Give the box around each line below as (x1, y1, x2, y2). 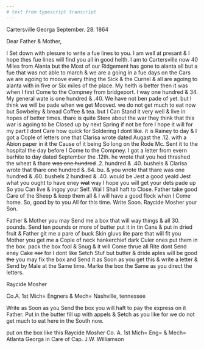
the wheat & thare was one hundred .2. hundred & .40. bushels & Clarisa (6, 159, 188, 167)
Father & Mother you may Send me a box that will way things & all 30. (6, 217, 180, 224)
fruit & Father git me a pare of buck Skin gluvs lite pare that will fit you (6, 229, 181, 237)
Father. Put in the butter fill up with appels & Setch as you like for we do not (6, 311, 195, 318)
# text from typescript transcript (6, 9, 97, 15)
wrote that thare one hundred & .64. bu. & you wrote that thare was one (6, 166, 185, 173)
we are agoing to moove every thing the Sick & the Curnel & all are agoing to (6, 75, 198, 82)
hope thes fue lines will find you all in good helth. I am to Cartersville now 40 (6, 56, 199, 63)
